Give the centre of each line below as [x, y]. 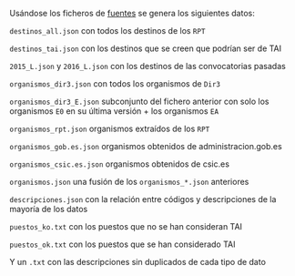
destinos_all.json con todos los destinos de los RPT [107, 31]
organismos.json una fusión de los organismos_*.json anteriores [129, 182]
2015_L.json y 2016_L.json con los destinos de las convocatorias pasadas [148, 66]
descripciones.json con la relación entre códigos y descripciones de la [143, 199]
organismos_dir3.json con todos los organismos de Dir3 [115, 84]
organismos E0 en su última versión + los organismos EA [114, 111]
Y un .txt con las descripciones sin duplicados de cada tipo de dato [138, 262]
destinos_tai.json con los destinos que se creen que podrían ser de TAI [146, 48]
